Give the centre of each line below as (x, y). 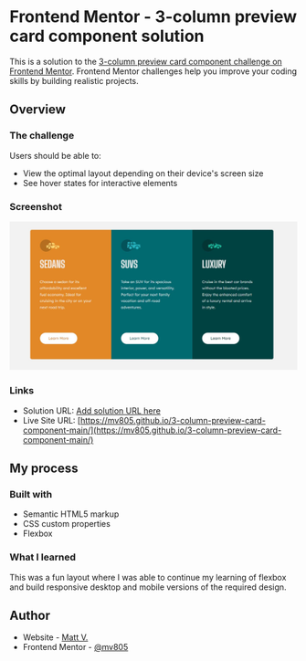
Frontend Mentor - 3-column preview (153, 17)
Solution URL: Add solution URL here (92, 410)
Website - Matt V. (55, 637)
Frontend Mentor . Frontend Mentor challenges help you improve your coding (153, 71)
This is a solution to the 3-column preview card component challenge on (146, 61)
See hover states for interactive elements (100, 183)
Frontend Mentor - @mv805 (75, 647)
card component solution (107, 36)
